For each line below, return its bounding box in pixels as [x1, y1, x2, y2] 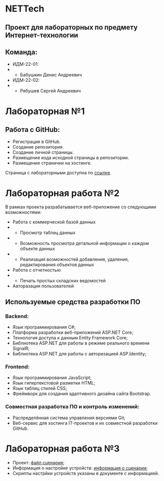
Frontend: [5, 363, 30, 370]
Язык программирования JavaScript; [12, 375, 92, 381]
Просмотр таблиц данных [20, 229, 76, 236]
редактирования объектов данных [20, 262, 94, 268]
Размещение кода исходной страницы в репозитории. [12, 155, 129, 161]
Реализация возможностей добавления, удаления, [20, 257, 129, 263]
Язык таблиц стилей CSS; [12, 385, 67, 392]
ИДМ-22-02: [12, 77, 40, 83]
